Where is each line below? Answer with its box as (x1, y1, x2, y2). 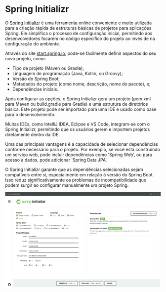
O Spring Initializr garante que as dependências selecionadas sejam (5, 167, 143, 172)
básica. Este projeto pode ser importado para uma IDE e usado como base (5, 106, 157, 112)
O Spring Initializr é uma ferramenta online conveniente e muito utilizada (5, 20, 152, 26)
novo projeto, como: (5, 55, 46, 61)
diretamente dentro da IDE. (5, 131, 60, 137)
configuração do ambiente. (5, 41, 60, 46)
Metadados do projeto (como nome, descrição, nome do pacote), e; (12, 81, 151, 87)
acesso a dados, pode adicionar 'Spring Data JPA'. (5, 157, 108, 163)
